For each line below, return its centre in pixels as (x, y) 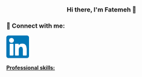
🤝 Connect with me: (36, 25)
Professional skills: (31, 68)
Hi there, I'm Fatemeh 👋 (102, 10)
